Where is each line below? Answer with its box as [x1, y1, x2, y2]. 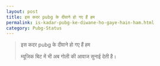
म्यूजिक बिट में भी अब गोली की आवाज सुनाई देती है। [20, 53, 117, 60]
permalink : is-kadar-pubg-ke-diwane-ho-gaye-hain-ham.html [6, 19, 155, 25]
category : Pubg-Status [6, 25, 62, 31]
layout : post [6, 8, 38, 15]
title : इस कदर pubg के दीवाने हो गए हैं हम [6, 14, 95, 20]
